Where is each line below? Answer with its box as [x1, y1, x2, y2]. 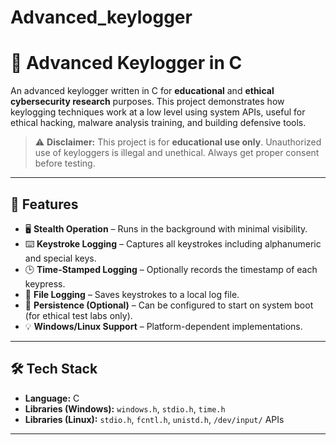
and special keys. [24, 252, 97, 264]
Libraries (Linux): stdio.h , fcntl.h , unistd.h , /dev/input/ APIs [24, 413, 285, 425]
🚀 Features [10, 196, 79, 213]
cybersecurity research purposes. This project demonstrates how [10, 96, 285, 108]
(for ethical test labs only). [24, 309, 133, 321]
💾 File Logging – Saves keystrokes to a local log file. [24, 288, 240, 300]
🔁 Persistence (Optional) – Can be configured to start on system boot [24, 299, 314, 311]
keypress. [24, 277, 66, 290]
